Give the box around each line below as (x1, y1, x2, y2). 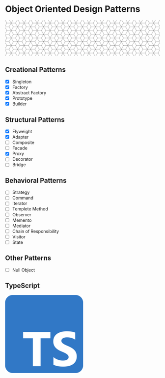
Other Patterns (5, 254, 52, 262)
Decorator (12, 156, 33, 162)
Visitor (12, 233, 26, 239)
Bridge (12, 162, 26, 168)
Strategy (12, 189, 30, 195)
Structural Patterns (5, 116, 65, 124)
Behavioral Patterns (5, 176, 67, 185)
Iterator (12, 201, 27, 206)
